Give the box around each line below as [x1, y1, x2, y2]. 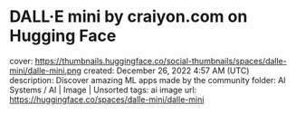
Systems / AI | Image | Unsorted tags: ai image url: [9, 84, 197, 95]
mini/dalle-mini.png [9, 65, 81, 76]
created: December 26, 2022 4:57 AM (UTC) [82, 65, 250, 76]
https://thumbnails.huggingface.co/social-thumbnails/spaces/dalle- [34, 55, 287, 66]
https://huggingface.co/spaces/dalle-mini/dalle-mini [9, 93, 205, 105]
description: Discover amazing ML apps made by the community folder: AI [9, 74, 287, 85]
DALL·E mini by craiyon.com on [9, 6, 248, 27]
